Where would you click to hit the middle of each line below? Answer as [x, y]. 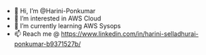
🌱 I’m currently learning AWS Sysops [67, 26]
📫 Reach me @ [37, 34]
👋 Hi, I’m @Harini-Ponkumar [55, 11]
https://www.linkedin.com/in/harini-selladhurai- [130, 34]
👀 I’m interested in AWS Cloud [57, 18]
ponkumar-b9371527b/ [47, 44]
